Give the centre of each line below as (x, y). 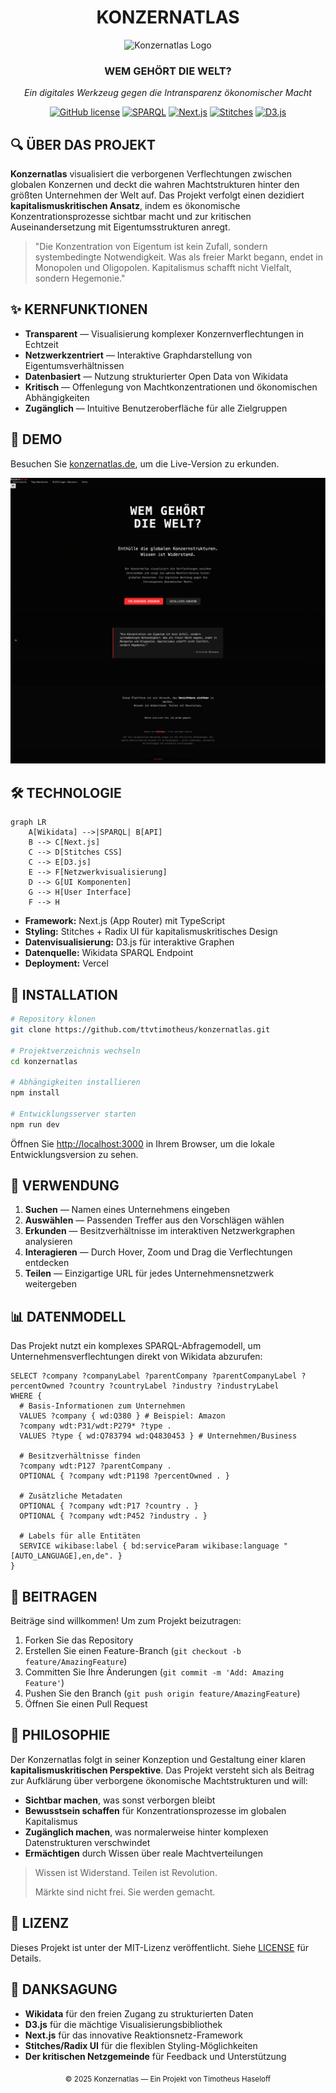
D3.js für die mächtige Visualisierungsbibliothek (123, 2024)
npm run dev (35, 1124)
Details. (26, 1958)
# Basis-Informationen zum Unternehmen (102, 1406)
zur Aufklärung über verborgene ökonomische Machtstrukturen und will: (159, 1780)
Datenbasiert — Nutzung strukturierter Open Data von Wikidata (156, 376)
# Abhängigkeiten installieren (75, 1082)
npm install (35, 1093)
